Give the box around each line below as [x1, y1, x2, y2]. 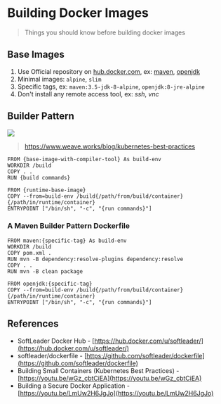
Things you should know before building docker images [24, 28, 186, 37]
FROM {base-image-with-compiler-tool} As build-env [7, 156, 161, 163]
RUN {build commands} [7, 174, 71, 181]
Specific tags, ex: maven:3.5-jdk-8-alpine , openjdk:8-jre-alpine [17, 82, 205, 91]
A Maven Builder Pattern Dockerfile [7, 221, 130, 231]
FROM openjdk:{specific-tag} [7, 280, 93, 287]
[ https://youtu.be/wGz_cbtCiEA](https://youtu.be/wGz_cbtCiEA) [17, 374, 202, 382]
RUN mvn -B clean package [7, 267, 83, 275]
